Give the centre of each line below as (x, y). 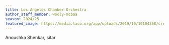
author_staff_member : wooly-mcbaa (41, 14)
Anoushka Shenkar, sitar (30, 38)
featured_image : (22, 23)
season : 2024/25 (22, 19)
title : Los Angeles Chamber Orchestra (46, 10)
